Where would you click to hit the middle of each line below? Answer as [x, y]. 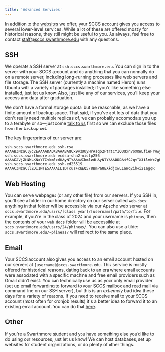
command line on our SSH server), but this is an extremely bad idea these [80, 291]
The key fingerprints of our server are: [44, 138]
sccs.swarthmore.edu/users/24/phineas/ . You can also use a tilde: [72, 227]
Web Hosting [25, 183]
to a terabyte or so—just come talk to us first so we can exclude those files [81, 123]
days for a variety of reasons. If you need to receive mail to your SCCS [76, 296]
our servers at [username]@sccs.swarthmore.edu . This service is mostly [76, 265]
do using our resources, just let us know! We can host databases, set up [78, 339]
